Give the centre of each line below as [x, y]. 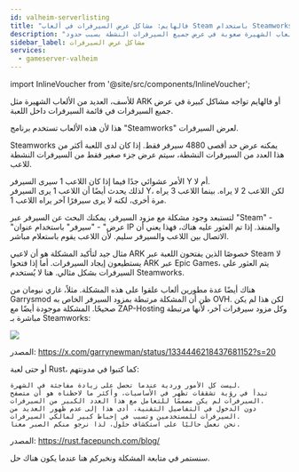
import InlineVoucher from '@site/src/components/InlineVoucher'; [130, 84]
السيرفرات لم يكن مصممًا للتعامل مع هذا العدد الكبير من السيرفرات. [138, 401]
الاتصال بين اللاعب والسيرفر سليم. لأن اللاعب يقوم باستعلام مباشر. [120, 236]
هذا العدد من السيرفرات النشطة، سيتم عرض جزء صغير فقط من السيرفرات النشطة [147, 155]
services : [28, 51]
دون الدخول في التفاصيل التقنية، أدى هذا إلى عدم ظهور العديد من [133, 409]
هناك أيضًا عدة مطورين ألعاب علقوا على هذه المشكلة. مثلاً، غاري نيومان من [133, 289]
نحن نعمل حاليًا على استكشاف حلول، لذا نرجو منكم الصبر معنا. [126, 424]
